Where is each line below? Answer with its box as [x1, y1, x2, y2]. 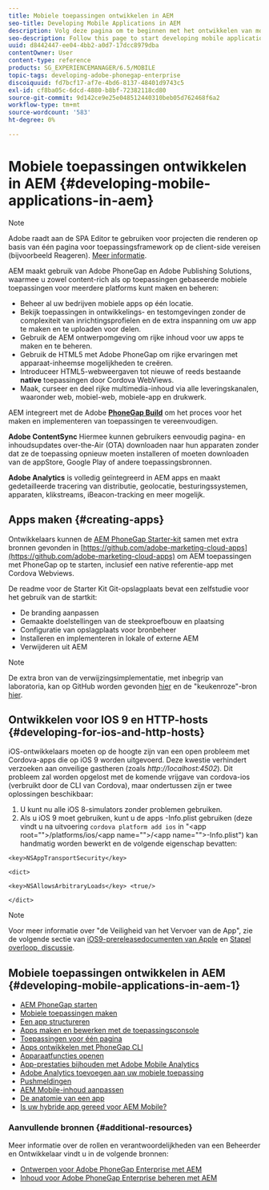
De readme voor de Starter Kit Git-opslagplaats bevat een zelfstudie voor [8, 584, 250, 593]
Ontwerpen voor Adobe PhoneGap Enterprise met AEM [19, 1164, 203, 1174]
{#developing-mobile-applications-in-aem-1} [8, 979, 241, 992]
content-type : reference [8, 57, 91, 65]
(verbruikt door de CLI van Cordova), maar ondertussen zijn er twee [8, 781, 232, 790]
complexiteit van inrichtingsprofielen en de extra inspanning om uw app [19, 316, 257, 325]
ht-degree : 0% [8, 116, 56, 124]
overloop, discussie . [8, 943, 75, 953]
